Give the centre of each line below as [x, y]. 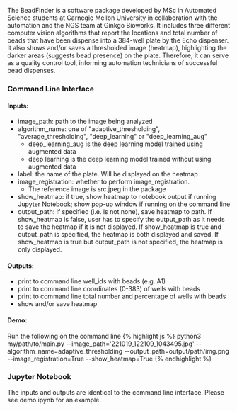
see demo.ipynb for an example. [54, 400]
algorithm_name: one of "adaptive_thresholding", [89, 129]
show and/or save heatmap [57, 304]
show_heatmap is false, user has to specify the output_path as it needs [121, 220]
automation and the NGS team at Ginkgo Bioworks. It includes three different [119, 25]
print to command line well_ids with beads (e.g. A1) [92, 281]
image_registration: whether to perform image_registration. [103, 182]
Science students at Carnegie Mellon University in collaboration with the [112, 18]
